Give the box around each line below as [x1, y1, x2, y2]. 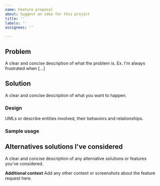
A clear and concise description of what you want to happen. [5, 92, 127, 98]
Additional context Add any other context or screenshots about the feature [5, 170, 156, 176]
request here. [5, 175, 32, 181]
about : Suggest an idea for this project [5, 12, 90, 17]
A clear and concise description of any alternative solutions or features [5, 155, 147, 161]
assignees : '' [5, 25, 34, 30]
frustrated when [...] [5, 65, 45, 71]
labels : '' [5, 20, 27, 26]
